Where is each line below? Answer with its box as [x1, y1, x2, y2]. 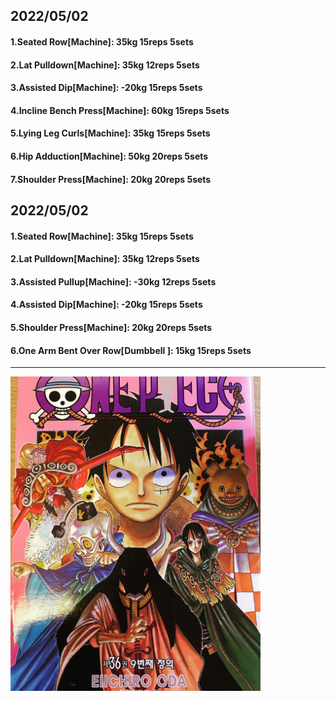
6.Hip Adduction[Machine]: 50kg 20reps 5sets [10, 150, 209, 162]
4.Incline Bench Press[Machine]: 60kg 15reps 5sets [10, 104, 230, 116]
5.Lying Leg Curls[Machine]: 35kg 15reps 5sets [10, 127, 211, 139]
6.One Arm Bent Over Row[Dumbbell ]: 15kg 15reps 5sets [10, 344, 252, 356]
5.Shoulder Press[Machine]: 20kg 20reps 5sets [10, 321, 213, 333]
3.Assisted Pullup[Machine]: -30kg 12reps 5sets [10, 275, 217, 288]
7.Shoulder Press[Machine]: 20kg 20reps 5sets [10, 173, 212, 185]
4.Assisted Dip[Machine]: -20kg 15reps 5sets [10, 299, 203, 311]
